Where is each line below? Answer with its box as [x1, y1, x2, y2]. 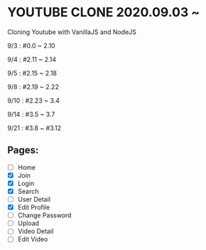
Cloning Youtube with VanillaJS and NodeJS [7, 28, 137, 36]
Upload [17, 219, 40, 227]
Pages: [7, 144, 39, 157]
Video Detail [17, 227, 54, 236]
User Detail [17, 195, 51, 203]
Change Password [17, 211, 72, 220]
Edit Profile [17, 203, 50, 212]
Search [17, 187, 39, 195]
